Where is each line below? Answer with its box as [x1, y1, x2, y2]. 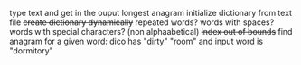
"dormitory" [9, 45, 54, 56]
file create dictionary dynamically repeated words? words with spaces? [9, 17, 275, 28]
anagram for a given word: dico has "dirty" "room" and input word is [9, 36, 264, 46]
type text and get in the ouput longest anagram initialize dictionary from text [9, 8, 292, 18]
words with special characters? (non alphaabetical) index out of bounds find [9, 27, 293, 37]
